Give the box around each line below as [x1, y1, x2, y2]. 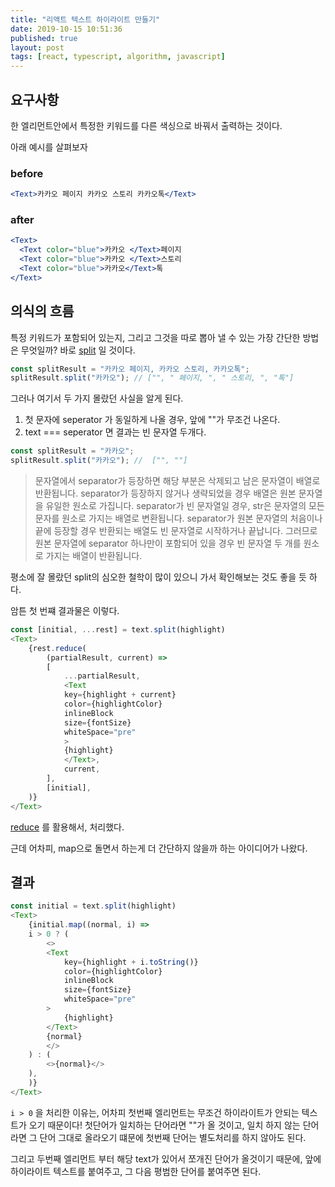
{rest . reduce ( [28, 643, 87, 653]
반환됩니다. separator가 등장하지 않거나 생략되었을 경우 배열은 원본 [34, 487, 297, 500]
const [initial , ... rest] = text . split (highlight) [10, 625, 226, 635]
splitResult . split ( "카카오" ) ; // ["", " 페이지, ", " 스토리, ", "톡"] [10, 373, 295, 383]
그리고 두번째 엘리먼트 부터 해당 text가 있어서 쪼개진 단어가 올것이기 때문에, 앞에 [10, 1152, 322, 1165]
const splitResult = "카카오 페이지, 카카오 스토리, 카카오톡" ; [10, 364, 250, 374]
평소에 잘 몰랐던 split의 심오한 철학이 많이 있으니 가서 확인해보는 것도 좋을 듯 [10, 571, 307, 583]
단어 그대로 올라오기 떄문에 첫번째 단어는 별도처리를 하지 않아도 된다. [39, 1131, 307, 1143]
